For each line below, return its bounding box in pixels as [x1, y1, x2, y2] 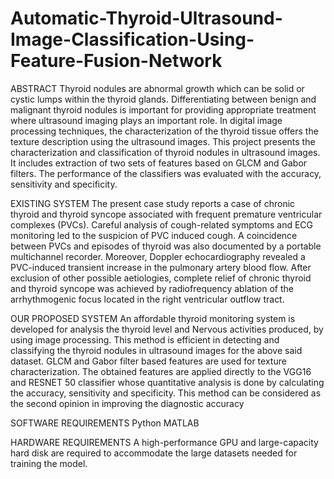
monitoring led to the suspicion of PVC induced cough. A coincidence [10, 229, 298, 241]
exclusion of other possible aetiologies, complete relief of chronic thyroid [10, 272, 312, 284]
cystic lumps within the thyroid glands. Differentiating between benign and [10, 93, 317, 105]
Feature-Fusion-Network [10, 50, 223, 72]
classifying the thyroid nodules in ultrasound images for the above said [10, 344, 303, 356]
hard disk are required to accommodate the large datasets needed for [10, 447, 298, 459]
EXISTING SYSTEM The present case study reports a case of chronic [10, 197, 296, 209]
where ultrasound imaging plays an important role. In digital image [10, 114, 283, 126]
